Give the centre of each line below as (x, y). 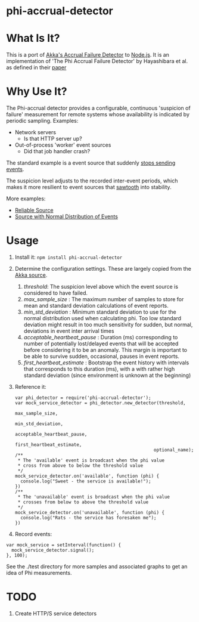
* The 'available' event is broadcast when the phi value (91, 460)
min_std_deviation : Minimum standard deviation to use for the (100, 312)
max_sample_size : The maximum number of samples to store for (104, 299)
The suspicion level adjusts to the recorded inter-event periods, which (92, 181)
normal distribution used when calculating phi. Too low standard (102, 318)
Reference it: (30, 387)
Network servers (35, 132)
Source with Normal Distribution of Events (66, 216)
